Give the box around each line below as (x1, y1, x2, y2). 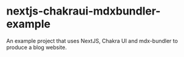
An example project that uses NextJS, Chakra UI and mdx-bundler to (6, 37, 178, 44)
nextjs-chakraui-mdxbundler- (6, 4, 161, 18)
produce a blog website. (6, 44, 67, 51)
